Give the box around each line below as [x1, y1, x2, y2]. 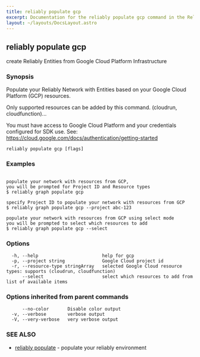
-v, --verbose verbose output [11, 311, 105, 318]
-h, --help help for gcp [11, 253, 135, 259]
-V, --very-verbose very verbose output [11, 316, 118, 322]
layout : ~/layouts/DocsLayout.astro [6, 20, 97, 26]
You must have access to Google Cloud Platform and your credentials [6, 122, 177, 129]
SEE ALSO [6, 330, 36, 339]
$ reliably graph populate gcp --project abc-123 [6, 204, 132, 210]
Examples [6, 160, 36, 168]
